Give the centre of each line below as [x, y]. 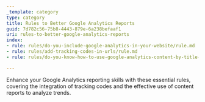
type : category [26, 18]
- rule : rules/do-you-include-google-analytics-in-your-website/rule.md [101, 46]
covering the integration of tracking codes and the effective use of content [100, 86]
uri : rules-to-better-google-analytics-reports [68, 35]
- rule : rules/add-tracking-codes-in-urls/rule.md [72, 52]
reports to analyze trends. [39, 92]
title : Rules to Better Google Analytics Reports [71, 23]
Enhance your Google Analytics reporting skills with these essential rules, [99, 80]
